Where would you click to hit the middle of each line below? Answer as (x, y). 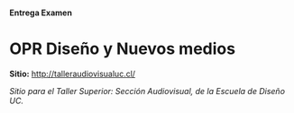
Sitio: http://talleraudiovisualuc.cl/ (73, 74)
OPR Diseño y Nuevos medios (123, 48)
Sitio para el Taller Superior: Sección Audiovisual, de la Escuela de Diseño (147, 91)
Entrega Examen (41, 13)
